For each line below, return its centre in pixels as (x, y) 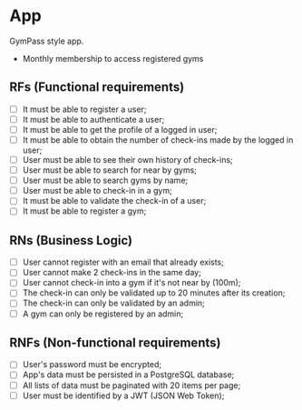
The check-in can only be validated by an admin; (114, 303)
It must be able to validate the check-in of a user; (114, 201)
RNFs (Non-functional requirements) (115, 342)
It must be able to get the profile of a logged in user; (120, 129)
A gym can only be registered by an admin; (103, 314)
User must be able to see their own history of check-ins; (127, 160)
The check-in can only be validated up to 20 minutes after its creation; (154, 293)
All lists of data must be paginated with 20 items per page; (132, 385)
